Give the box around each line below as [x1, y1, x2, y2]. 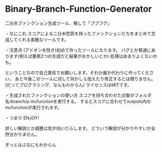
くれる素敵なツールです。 [18, 37, 69, 43]
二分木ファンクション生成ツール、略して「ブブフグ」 [5, 20, 112, 26]
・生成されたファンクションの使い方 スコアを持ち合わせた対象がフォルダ [5, 92, 152, 98]
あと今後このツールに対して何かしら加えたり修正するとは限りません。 [14, 76, 156, 82]
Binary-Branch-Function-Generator [5, 3, 152, 15]
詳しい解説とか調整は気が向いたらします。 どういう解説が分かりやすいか [5, 125, 151, 131]
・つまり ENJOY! [5, 115, 39, 121]
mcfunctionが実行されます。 [5, 104, 62, 110]
